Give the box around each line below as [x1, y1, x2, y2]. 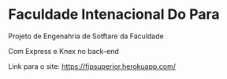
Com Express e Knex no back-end [8, 46, 120, 56]
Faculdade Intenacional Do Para [8, 5, 220, 23]
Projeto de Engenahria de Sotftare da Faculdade [8, 31, 164, 41]
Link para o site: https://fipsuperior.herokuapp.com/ [8, 61, 176, 71]
